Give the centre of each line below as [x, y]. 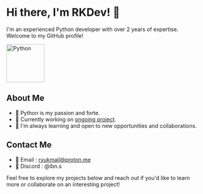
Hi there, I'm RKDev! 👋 [63, 12]
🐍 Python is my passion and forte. [58, 113]
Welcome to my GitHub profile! [45, 35]
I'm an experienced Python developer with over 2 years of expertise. [92, 29]
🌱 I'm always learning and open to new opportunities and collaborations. [106, 126]
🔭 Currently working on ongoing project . [66, 119]
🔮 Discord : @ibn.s [38, 166]
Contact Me [29, 145]
